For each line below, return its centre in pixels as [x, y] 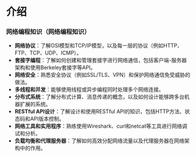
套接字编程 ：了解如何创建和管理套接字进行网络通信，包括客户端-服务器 [101, 60]
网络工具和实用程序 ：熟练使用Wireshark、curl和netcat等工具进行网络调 [101, 126]
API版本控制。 [47, 119]
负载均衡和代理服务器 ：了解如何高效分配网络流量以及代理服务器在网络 [99, 141]
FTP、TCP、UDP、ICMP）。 [48, 53]
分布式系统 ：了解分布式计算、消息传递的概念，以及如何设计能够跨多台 [99, 97]
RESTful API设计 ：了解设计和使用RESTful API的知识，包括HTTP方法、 [99, 111]
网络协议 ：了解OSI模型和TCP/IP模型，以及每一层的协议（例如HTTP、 [99, 46]
